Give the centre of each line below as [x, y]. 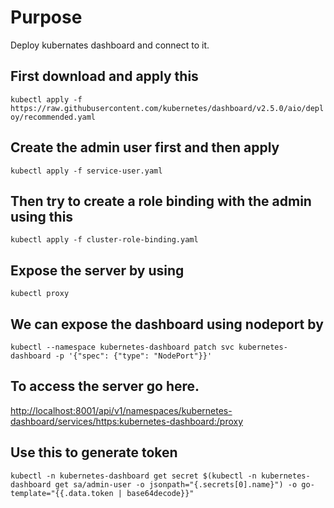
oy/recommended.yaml [53, 117]
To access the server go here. [105, 386]
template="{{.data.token [62, 493]
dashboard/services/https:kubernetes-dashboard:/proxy [127, 421]
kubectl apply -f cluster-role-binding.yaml [104, 240]
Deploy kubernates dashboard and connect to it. [110, 45]
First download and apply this [104, 76]
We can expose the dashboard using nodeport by [167, 324]
